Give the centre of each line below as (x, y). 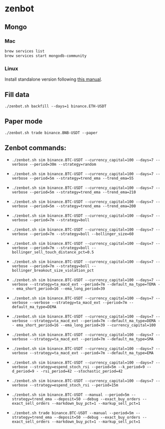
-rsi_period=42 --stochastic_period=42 (82, 372)
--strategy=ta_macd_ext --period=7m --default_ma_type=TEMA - (95, 285)
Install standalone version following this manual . (53, 79)
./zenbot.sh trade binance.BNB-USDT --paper (51, 133)
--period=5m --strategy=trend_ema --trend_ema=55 (82, 179)
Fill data (17, 95)
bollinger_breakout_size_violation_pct (53, 271)
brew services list (25, 51)
